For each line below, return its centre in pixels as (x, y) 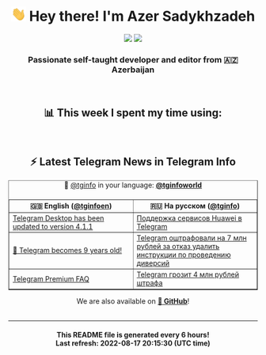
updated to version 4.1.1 (53, 226)
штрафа (150, 283)
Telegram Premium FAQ (51, 278)
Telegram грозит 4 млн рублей (188, 274)
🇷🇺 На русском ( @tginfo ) (195, 206)
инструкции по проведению (184, 255)
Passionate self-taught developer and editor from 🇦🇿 (133, 59)
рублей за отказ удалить (178, 246)
